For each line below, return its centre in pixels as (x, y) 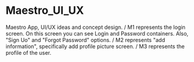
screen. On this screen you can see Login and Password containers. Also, (97, 33)
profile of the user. (29, 52)
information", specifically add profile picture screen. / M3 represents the (95, 46)
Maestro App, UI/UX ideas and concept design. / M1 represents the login (96, 27)
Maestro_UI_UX (45, 11)
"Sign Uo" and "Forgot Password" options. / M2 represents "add (85, 40)
